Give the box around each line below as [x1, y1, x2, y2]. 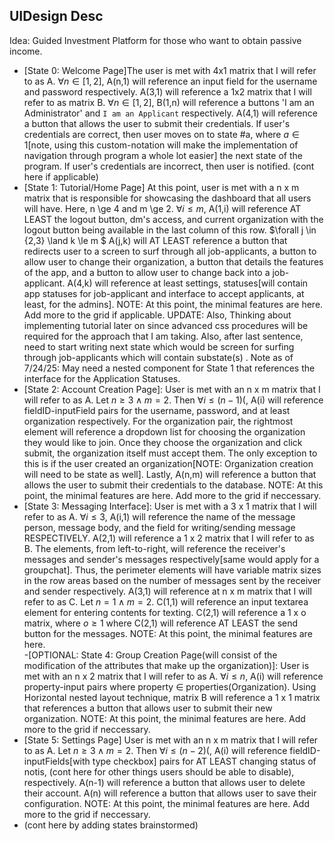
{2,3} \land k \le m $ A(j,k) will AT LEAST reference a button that [23, 234, 288, 246]
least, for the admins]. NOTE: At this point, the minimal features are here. [23, 298, 324, 310]
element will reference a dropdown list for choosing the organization [23, 425, 306, 438]
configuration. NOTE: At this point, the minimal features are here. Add [23, 797, 311, 809]
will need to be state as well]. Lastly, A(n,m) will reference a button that [23, 468, 317, 480]
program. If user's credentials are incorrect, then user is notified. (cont [23, 160, 315, 172]
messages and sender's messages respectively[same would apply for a [23, 553, 320, 565]
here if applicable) [23, 170, 99, 183]
